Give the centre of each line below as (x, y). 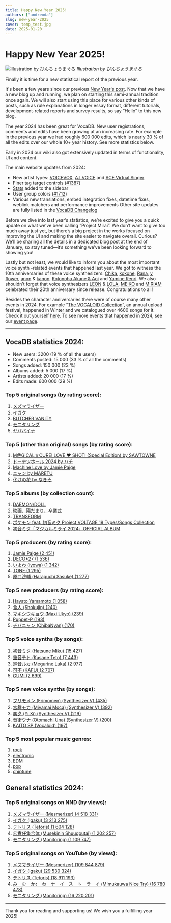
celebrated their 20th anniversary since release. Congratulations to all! (79, 289)
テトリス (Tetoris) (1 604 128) (44, 827)
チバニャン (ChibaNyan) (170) (44, 625)
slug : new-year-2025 (27, 19)
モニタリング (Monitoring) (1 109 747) (52, 839)
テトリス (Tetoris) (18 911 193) (44, 878)
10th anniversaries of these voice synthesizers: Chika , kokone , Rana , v (79, 273)
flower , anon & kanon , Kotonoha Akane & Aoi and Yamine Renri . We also (81, 279)
